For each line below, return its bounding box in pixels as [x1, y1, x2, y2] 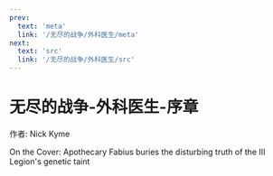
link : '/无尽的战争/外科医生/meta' [17, 30, 139, 39]
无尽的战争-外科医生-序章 [9, 97, 199, 117]
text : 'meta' [17, 22, 67, 31]
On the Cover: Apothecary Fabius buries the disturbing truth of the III [9, 146, 266, 157]
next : [9, 38, 30, 48]
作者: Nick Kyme [9, 128, 71, 139]
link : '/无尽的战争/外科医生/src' [17, 55, 136, 64]
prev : [9, 13, 30, 23]
